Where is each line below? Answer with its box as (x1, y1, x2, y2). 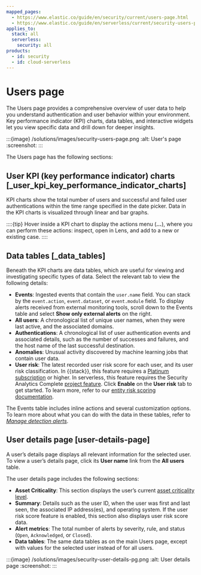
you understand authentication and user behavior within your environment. (6, 111, 190, 118)
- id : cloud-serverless (11, 59, 71, 65)
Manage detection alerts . (6, 418, 69, 425)
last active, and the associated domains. (14, 323, 114, 330)
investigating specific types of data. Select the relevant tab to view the (6, 273, 180, 280)
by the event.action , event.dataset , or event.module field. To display (14, 298, 184, 305)
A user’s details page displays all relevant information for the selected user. (6, 451, 191, 458)
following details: (6, 280, 48, 287)
